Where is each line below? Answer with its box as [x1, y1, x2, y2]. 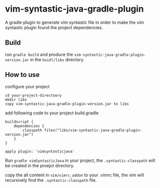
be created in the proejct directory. [5, 162, 75, 168]
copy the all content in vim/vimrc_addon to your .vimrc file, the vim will [5, 172, 144, 178]
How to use [5, 71, 40, 79]
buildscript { [5, 119, 34, 124]
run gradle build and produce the [5, 51, 74, 57]
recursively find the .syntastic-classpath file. [5, 177, 97, 183]
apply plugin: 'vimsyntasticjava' [5, 149, 75, 154]
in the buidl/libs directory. [30, 57, 85, 63]
